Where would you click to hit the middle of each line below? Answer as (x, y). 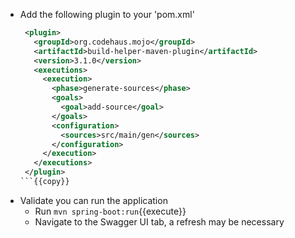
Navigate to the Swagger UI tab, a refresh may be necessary (159, 221)
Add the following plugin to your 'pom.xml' (107, 14)
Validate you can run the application (93, 200)
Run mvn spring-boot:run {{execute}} (110, 211)
